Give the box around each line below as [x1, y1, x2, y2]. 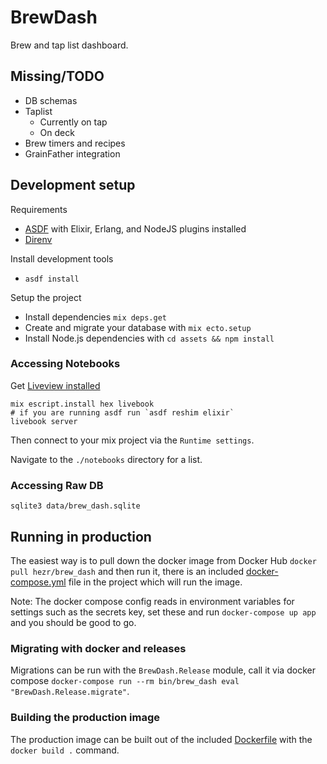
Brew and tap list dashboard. [10, 39, 129, 51]
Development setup [10, 177, 136, 194]
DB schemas [24, 94, 78, 106]
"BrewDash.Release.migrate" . [10, 686, 130, 698]
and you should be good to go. [10, 616, 137, 628]
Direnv [24, 233, 53, 245]
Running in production [10, 528, 152, 545]
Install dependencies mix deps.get [24, 311, 167, 323]
